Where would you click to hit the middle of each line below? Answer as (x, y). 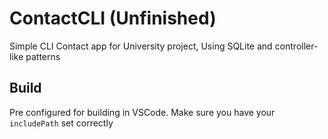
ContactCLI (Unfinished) (113, 18)
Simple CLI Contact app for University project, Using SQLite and (141, 46)
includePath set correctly (61, 123)
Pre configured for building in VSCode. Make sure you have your (142, 112)
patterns (43, 56)
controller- (296, 46)
